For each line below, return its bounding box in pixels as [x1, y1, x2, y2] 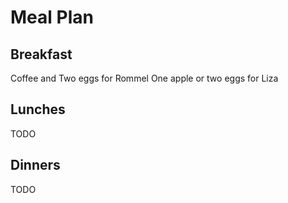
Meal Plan [10, 6, 94, 29]
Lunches [10, 101, 66, 118]
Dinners [10, 157, 61, 174]
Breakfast [10, 46, 73, 63]
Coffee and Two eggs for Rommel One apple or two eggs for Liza [10, 72, 279, 84]
